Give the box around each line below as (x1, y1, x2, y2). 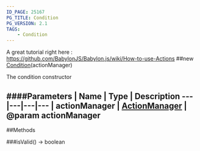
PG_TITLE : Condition (6, 15, 59, 21)
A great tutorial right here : (6, 48, 73, 56)
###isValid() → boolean (6, 138, 65, 145)
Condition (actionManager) (6, 62, 73, 69)
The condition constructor (6, 73, 72, 81)
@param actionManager (6, 110, 101, 120)
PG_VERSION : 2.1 (6, 20, 48, 26)
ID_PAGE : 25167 (6, 9, 45, 15)
